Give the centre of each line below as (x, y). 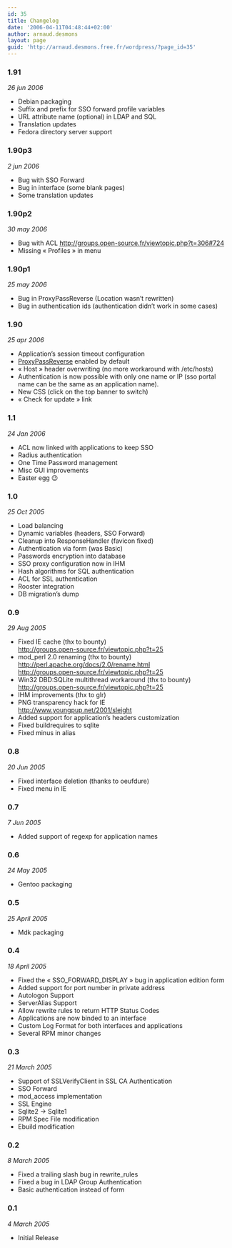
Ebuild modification (46, 1127)
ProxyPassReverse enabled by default (74, 361)
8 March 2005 (29, 1161)
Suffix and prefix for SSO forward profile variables (91, 109)
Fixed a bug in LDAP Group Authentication (80, 1182)
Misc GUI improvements (53, 470)
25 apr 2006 (26, 340)
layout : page (27, 41)
